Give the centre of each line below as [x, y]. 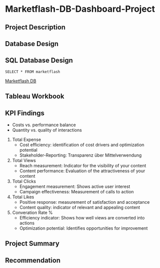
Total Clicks [24, 181]
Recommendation [33, 260]
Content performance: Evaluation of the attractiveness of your [82, 171]
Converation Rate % [32, 213]
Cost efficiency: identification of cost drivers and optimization [82, 145]
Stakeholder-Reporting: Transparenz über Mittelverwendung [80, 155]
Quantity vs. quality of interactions [47, 130]
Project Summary [32, 244]
